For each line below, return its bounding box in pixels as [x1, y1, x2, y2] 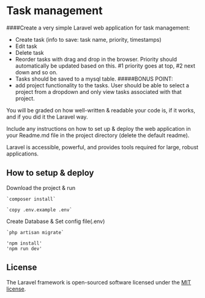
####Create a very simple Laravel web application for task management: [6, 24, 190, 31]
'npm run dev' [6, 245, 43, 252]
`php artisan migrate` [6, 229, 64, 235]
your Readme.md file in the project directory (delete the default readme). [6, 131, 190, 139]
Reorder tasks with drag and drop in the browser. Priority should [15, 55, 177, 63]
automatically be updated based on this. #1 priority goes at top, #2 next [15, 62, 196, 69]
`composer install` [6, 196, 56, 202]
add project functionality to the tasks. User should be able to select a [15, 81, 190, 89]
